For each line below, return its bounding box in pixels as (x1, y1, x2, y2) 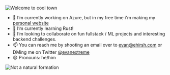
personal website (12, 20, 49, 26)
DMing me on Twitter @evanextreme (12, 49, 90, 55)
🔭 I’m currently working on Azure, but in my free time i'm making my (12, 15, 156, 20)
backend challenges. (12, 36, 57, 42)
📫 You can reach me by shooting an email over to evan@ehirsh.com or (12, 42, 162, 48)
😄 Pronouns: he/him (12, 55, 56, 60)
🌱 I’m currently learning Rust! (12, 25, 74, 31)
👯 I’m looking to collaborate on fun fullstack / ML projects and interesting (12, 31, 165, 36)
